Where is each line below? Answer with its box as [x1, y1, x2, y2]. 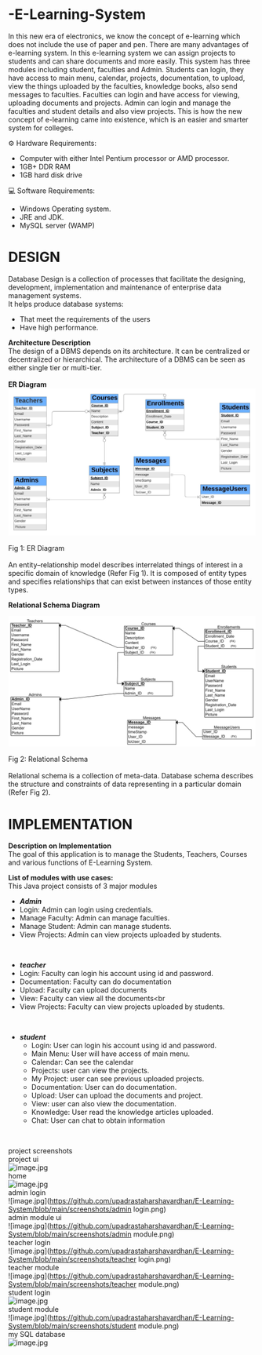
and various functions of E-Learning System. [8, 858, 153, 868]
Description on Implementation [8, 841, 112, 851]
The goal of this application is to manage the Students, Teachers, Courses [8, 850, 248, 859]
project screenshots [8, 1146, 73, 1156]
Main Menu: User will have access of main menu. [31, 1049, 191, 1058]
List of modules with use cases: [8, 873, 114, 883]
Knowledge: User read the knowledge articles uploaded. [31, 1108, 214, 1117]
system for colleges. [8, 123, 75, 133]
